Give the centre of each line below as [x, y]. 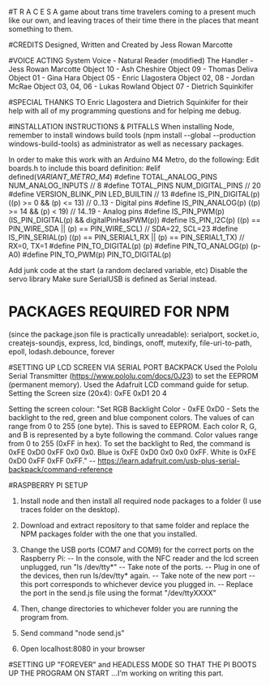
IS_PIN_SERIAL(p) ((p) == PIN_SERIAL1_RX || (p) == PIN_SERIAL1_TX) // [126, 237]
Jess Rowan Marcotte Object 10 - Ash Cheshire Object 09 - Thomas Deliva [133, 69]
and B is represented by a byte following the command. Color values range [133, 435]
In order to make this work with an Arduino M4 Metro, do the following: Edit [134, 159]
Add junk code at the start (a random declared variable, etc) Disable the [128, 270]
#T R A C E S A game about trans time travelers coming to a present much [132, 12]
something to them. [41, 29]
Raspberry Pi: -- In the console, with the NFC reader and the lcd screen [139, 558]
